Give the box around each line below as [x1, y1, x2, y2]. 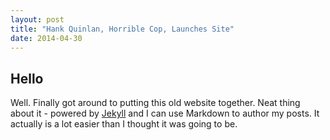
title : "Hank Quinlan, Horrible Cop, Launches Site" [10, 24, 235, 34]
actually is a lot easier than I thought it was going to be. [10, 118, 238, 130]
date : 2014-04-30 [10, 33, 83, 43]
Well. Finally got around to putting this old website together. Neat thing [10, 97, 301, 109]
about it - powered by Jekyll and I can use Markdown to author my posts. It [10, 107, 320, 120]
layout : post [10, 14, 65, 25]
